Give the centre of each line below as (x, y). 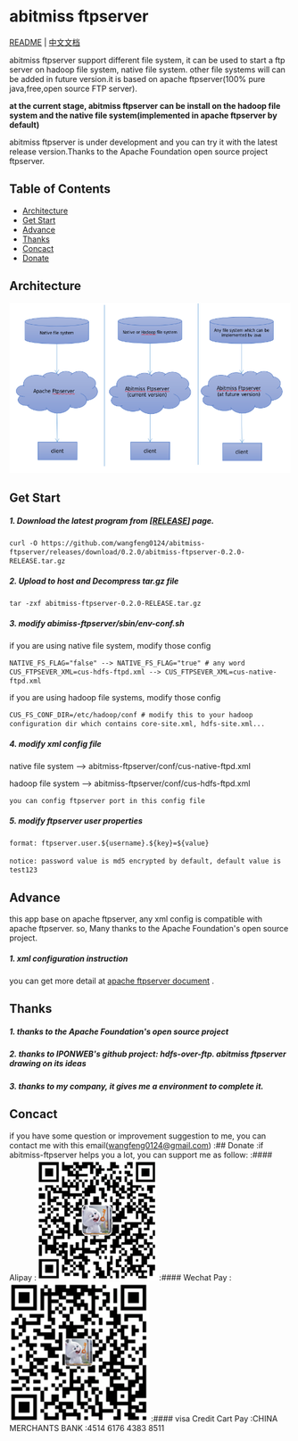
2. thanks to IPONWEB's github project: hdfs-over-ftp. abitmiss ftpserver (148, 1054)
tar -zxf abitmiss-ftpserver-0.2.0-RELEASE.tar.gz (105, 604)
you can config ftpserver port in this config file (107, 801)
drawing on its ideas (48, 1064)
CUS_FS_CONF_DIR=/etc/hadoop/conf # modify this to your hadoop (131, 716)
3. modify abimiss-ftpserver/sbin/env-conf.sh (97, 623)
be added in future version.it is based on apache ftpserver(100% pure (137, 79)
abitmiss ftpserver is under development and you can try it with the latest (144, 142)
